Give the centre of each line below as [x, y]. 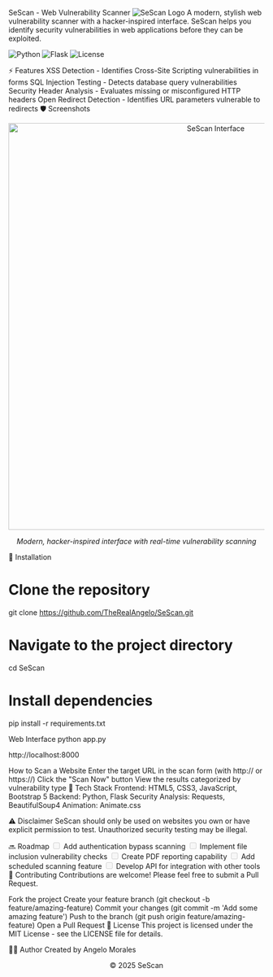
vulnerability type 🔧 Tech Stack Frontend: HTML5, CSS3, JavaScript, [123, 787]
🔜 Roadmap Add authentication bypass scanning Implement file [128, 846]
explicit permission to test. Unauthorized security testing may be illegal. [128, 829]
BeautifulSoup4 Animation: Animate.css [75, 805]
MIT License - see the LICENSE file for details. [86, 933]
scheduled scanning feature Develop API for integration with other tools [134, 866]
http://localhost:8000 [44, 755]
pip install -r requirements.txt [57, 723]
